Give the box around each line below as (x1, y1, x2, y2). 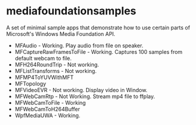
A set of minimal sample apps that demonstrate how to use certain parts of (6, 24, 190, 31)
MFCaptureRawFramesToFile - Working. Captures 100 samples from (14, 48, 183, 55)
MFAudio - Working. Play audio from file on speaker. (14, 42, 143, 49)
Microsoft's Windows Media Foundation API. (6, 30, 115, 37)
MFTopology (14, 80, 47, 87)
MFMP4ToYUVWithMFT (14, 74, 74, 81)
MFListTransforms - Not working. (14, 67, 97, 74)
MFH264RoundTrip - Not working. (14, 61, 100, 68)
